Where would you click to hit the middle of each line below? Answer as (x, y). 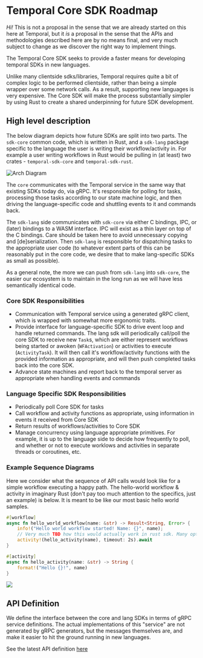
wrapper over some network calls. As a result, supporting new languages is (100, 89)
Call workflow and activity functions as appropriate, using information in (105, 413)
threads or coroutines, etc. (48, 452)
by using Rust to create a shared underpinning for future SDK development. (100, 102)
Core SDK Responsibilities (45, 301)
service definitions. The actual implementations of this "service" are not (96, 624)
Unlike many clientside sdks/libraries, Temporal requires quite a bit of (92, 76)
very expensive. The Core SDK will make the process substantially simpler (98, 95)
